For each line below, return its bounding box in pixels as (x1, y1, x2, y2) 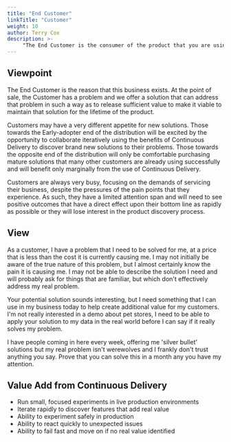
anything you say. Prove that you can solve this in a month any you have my (7, 352, 222, 361)
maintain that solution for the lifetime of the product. (7, 107, 155, 115)
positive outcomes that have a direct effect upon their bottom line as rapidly (7, 200, 222, 208)
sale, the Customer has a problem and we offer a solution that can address (7, 93, 219, 101)
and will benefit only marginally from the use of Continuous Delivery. (7, 164, 201, 173)
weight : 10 (7, 23, 38, 30)
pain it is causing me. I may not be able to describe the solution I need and (7, 267, 218, 276)
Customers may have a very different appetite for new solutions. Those (7, 121, 208, 129)
